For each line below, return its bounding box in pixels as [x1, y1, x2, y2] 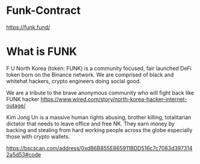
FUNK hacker [6, 95, 40, 102]
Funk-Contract [6, 4, 81, 17]
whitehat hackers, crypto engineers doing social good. [6, 77, 141, 84]
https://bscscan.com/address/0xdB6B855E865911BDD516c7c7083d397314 [6, 144, 193, 151]
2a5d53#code [6, 151, 41, 158]
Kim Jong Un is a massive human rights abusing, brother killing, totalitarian [6, 113, 192, 121]
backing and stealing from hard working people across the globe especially [6, 126, 193, 133]
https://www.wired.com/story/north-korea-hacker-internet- [40, 95, 187, 102]
